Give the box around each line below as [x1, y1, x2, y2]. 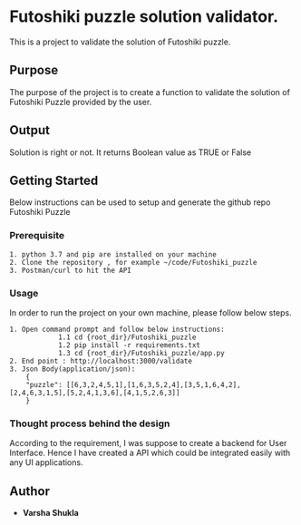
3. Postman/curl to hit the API [9, 266, 131, 275]
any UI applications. [9, 457, 83, 468]
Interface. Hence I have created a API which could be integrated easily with [9, 447, 291, 459]
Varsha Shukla [22, 508, 79, 519]
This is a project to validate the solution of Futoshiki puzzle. [9, 36, 231, 47]
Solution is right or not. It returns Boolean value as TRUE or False [9, 147, 252, 158]
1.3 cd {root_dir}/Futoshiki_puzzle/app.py [57, 348, 225, 357]
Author [9, 483, 50, 499]
